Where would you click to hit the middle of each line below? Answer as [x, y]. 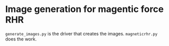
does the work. [21, 39]
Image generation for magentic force [84, 9]
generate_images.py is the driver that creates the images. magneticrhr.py [81, 33]
